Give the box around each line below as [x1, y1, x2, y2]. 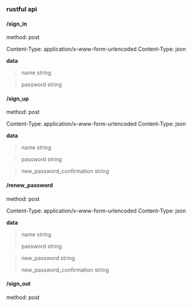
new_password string [21, 254, 75, 261]
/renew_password [6, 181, 53, 189]
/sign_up [6, 95, 29, 102]
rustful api [6, 5, 38, 13]
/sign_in [6, 20, 27, 27]
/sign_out [6, 280, 31, 287]
